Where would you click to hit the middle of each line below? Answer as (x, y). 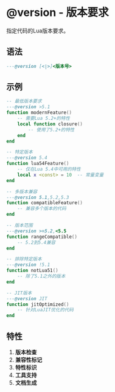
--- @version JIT (27, 298)
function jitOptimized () (38, 304)
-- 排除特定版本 (24, 259)
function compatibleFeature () (45, 203)
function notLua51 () (33, 271)
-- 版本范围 (20, 226)
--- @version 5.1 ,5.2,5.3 (38, 197)
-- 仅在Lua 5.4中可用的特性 (49, 169)
